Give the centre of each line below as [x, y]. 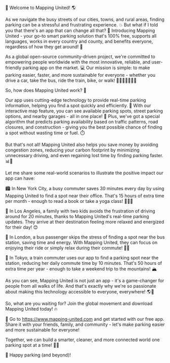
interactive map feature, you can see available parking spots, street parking [84, 111]
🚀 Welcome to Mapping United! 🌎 [41, 8]
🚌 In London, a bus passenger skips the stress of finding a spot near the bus [85, 237]
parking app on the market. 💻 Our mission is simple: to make [86, 68]
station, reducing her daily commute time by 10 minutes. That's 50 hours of [84, 263]
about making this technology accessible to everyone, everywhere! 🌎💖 [80, 292]
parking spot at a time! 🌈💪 [32, 345]
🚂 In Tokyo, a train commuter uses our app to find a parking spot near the [82, 258]
